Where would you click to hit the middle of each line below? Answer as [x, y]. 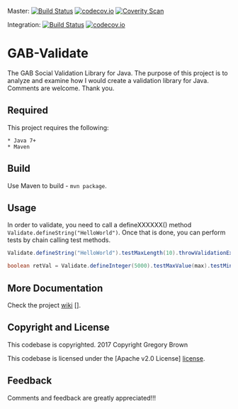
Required [28, 110]
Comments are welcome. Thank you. [61, 88]
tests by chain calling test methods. [59, 240]
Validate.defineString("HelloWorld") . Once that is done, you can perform [117, 233]
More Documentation [55, 288]
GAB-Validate [48, 54]
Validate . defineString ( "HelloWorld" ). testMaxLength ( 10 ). [93, 253]
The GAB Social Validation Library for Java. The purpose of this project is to [118, 73]
